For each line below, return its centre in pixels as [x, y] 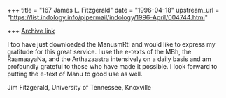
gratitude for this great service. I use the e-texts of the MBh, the [99, 52]
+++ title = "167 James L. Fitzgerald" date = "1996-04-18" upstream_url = [113, 10]
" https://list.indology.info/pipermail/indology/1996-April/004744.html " [107, 17]
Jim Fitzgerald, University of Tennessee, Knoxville [79, 87]
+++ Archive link [31, 31]
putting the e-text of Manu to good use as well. [75, 74]
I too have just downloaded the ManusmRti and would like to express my [111, 44]
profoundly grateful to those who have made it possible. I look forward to [112, 66]
